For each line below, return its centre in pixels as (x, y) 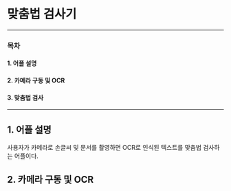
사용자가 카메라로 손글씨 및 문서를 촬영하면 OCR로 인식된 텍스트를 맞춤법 (104, 148)
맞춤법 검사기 (42, 14)
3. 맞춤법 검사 (25, 98)
